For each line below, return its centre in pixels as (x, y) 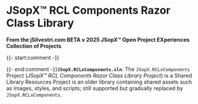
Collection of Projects (34, 46)
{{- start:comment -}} (33, 57)
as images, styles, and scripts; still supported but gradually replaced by (95, 88)
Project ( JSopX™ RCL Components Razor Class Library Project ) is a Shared (99, 75)
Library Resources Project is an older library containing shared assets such (99, 82)
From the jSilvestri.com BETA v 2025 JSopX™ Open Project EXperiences (98, 39)
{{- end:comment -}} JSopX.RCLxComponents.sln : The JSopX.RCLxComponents (98, 69)
